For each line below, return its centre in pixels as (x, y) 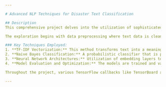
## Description (21, 23)
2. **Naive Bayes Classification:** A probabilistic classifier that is (82, 55)
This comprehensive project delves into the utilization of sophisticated (84, 28)
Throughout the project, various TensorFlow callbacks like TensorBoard (82, 72)
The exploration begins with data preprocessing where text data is (77, 36)
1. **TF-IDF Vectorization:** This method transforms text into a (75, 50)
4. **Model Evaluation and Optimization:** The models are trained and (80, 63)
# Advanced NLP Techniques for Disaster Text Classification (69, 14)
